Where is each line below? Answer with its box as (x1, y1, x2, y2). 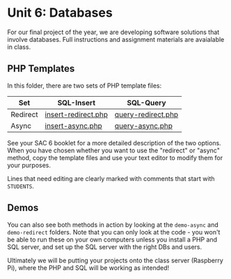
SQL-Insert (57, 97, 96, 107)
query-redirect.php (114, 109, 179, 119)
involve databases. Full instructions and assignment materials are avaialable (7, 35, 225, 43)
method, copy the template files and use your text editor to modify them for (7, 153, 223, 161)
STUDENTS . (7, 182, 35, 190)
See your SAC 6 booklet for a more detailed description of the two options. (7, 138, 221, 147)
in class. (7, 42, 31, 51)
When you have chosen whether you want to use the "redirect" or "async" (7, 146, 221, 154)
